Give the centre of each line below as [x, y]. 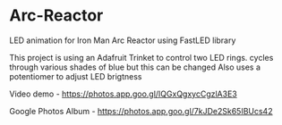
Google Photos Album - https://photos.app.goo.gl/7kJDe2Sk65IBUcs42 [141, 111]
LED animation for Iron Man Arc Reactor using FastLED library [123, 40]
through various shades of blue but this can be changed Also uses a [135, 67]
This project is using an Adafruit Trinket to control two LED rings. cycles [141, 57]
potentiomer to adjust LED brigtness [76, 76]
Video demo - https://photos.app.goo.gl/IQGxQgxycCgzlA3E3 [123, 94]
